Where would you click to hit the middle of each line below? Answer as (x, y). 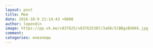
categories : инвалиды (28, 38)
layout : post (19, 10)
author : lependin (24, 24)
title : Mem (17, 14)
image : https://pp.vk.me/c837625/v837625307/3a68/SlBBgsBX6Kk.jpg (77, 28)
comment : (14, 33)
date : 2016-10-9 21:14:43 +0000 (39, 19)
